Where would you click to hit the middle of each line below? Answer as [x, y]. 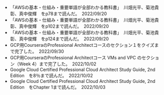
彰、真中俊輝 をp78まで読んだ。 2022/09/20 [58, 14]
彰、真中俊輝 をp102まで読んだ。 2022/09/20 [59, 26]
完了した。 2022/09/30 [39, 51]
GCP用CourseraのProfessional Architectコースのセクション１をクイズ [82, 45]
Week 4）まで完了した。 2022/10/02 [58, 64]
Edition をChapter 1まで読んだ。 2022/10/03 [58, 87]
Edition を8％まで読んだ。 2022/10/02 [51, 75]
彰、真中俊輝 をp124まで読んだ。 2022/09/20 [59, 39]
